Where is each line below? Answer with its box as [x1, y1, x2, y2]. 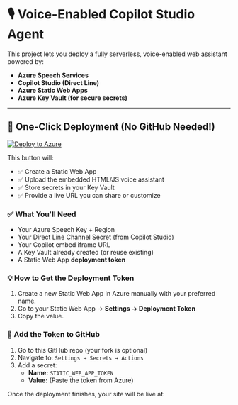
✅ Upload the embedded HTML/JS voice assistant [17, 175, 165, 184]
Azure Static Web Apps [17, 86, 89, 94]
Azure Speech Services [17, 71, 89, 79]
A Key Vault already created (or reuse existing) [17, 248, 154, 257]
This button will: [7, 153, 55, 162]
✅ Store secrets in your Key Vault [17, 183, 115, 192]
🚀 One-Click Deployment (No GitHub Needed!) [7, 121, 215, 133]
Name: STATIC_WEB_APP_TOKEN [28, 368, 114, 377]
